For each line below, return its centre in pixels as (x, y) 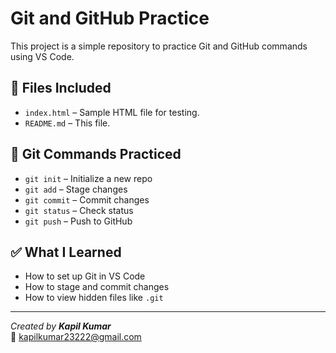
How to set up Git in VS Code (85, 276)
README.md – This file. (67, 123)
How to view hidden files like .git (94, 298)
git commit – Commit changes (87, 199)
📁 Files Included (61, 88)
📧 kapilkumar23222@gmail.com (76, 337)
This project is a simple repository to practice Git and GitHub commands (159, 46)
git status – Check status (79, 210)
